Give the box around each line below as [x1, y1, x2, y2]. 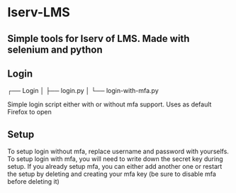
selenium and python [7, 43, 103, 55]
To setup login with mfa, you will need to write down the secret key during [7, 155, 223, 163]
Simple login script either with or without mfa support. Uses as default [7, 100, 212, 109]
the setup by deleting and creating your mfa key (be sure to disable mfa [7, 170, 216, 178]
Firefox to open [7, 108, 52, 116]
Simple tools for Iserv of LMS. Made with [7, 33, 190, 45]
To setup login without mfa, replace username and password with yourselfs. [7, 147, 229, 156]
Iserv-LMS [7, 4, 71, 21]
